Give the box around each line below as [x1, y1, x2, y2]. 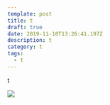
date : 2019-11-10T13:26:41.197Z [7, 30, 103, 38]
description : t [7, 37, 53, 44]
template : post [7, 10, 53, 18]
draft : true [7, 23, 43, 31]
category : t [7, 43, 43, 50]
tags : [7, 50, 23, 57]
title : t [7, 17, 33, 24]
